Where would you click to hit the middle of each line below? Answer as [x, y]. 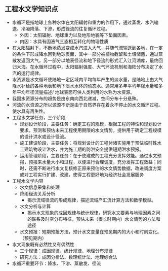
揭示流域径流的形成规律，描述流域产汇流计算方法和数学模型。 [92, 200]
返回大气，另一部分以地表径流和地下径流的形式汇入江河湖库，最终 [90, 60]
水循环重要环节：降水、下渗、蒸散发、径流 [56, 263]
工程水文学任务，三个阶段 [39, 117]
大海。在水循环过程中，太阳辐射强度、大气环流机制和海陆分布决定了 [88, 66]
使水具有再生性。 [30, 111]
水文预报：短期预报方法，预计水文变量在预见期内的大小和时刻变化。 [91, 231]
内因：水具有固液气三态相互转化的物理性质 [64, 41]
